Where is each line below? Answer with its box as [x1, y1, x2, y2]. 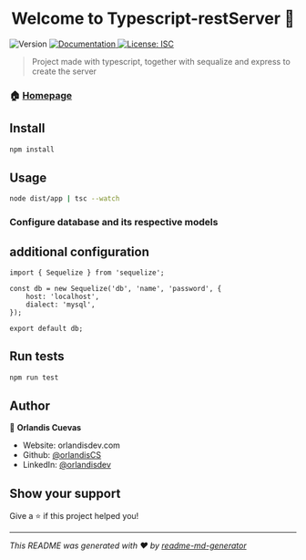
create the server [31, 66, 97, 77]
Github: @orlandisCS [22, 450, 102, 461]
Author [9, 399, 50, 414]
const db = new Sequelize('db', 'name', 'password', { [9, 284, 222, 293]
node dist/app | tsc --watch [9, 194, 120, 203]
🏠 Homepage [9, 88, 73, 101]
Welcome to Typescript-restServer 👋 [11, 8, 295, 29]
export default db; [9, 324, 84, 333]
